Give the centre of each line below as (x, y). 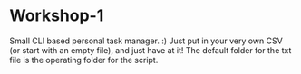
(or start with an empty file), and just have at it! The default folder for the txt (150, 50)
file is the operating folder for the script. (84, 60)
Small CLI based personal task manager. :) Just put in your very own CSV (146, 41)
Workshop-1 (57, 16)
